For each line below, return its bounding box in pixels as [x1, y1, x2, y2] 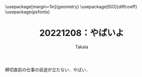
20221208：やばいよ [39, 28, 124, 38]
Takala [75, 44, 89, 50]
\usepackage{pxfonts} [5, 9, 50, 15]
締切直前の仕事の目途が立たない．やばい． [5, 67, 90, 73]
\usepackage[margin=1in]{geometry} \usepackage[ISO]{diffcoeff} [5, 4, 138, 9]
